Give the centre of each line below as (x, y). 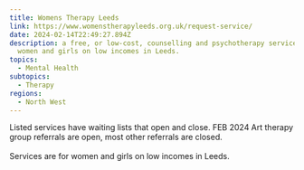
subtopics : (30, 77)
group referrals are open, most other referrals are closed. (116, 137)
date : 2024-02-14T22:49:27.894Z (70, 34)
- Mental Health (48, 69)
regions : (26, 93)
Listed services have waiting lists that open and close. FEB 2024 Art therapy (152, 127)
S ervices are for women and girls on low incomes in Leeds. (119, 156)
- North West (42, 102)
